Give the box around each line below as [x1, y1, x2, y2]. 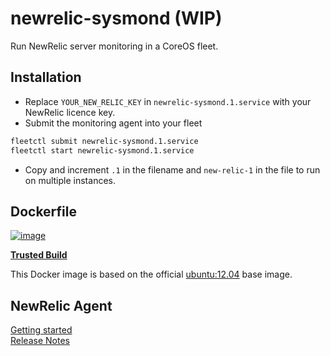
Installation [10, 69, 82, 86]
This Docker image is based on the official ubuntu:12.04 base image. [10, 268, 293, 281]
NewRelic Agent [10, 297, 113, 314]
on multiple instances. [24, 174, 116, 186]
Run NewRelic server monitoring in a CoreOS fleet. [10, 40, 219, 52]
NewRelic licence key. [24, 106, 116, 118]
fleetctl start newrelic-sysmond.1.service [10, 145, 195, 156]
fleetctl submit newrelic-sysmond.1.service [10, 136, 199, 146]
